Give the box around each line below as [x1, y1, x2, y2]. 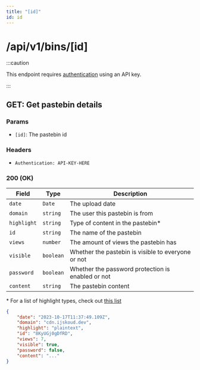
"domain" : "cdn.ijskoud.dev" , [17, 320, 92, 325]
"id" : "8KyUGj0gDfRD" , [17, 331, 73, 337]
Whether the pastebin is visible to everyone [69, 248, 191, 256]
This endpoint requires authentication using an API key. [6, 71, 142, 78]
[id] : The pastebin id [14, 131, 67, 138]
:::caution [6, 59, 30, 67]
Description [113, 189, 148, 198]
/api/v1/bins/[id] [6, 40, 88, 53]
